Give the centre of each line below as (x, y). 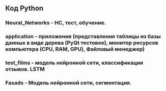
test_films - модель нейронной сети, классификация (74, 63)
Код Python (24, 8)
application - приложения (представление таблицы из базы (83, 37)
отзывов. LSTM (25, 69)
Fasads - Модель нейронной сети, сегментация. (68, 83)
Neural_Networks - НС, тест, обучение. (56, 23)
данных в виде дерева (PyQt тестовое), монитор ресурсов (82, 43)
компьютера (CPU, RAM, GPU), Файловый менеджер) (75, 49)
